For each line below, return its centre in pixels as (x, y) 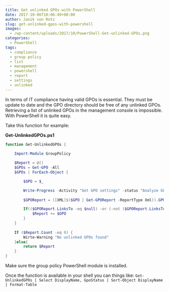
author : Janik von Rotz (30, 19)
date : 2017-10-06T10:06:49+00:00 (40, 15)
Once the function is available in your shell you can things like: (70, 275)
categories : (18, 38)
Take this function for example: (37, 125)
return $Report (39, 247)
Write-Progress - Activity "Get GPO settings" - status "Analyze (91, 190)
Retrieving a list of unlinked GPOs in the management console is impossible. (84, 110)
